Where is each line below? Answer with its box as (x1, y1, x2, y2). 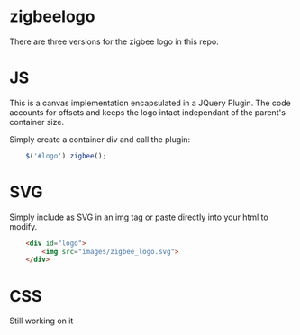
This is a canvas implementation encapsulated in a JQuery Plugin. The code (9, 97, 291, 108)
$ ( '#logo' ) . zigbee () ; (25, 151, 106, 160)
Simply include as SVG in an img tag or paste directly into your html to (9, 212, 268, 222)
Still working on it (9, 315, 74, 326)
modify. (9, 221, 38, 231)
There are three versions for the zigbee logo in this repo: (9, 36, 219, 47)
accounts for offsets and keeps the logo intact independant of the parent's (9, 106, 286, 118)
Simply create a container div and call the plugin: (9, 133, 191, 145)
